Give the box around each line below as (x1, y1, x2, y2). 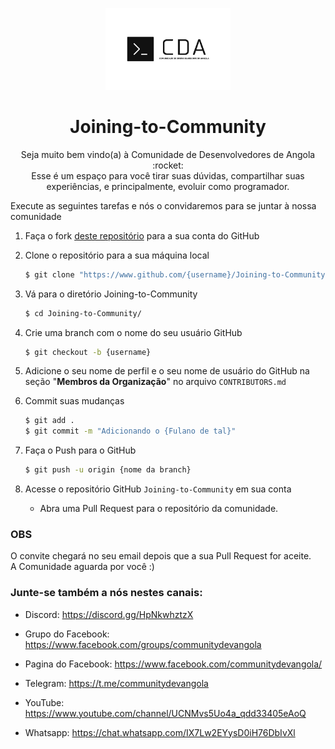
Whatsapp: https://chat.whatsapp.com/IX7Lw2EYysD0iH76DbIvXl (24, 726, 296, 738)
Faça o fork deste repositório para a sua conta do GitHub (24, 229, 260, 242)
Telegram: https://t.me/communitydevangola (24, 677, 209, 689)
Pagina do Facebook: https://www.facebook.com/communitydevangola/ (24, 658, 323, 670)
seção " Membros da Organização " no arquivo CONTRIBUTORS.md (24, 376, 287, 388)
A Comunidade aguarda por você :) (10, 561, 155, 573)
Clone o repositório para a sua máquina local (24, 249, 210, 261)
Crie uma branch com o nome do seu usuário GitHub (24, 326, 243, 338)
